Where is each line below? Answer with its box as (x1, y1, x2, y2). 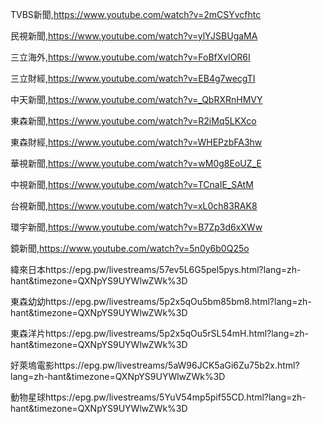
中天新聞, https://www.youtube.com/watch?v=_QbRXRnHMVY (10, 94, 263, 105)
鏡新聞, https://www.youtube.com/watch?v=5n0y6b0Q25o (10, 243, 250, 254)
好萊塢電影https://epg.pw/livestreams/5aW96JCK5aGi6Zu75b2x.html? (10, 359, 300, 371)
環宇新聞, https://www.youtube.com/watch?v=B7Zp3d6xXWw (10, 221, 263, 233)
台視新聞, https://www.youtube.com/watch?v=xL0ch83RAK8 (10, 200, 258, 212)
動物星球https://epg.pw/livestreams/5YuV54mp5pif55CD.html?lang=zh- (10, 391, 307, 403)
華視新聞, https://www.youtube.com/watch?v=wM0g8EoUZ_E (10, 158, 262, 169)
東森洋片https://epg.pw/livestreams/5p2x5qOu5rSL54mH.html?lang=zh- (10, 328, 310, 339)
